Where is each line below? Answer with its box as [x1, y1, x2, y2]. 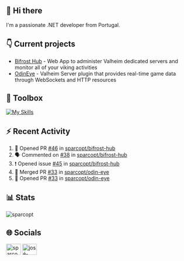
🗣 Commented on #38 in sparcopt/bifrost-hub [14, 152, 127, 159]
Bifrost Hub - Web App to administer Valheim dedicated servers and [14, 57, 178, 64]
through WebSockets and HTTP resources [14, 76, 117, 83]
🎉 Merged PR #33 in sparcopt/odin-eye [14, 169, 109, 176]
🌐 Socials [6, 228, 42, 238]
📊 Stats [6, 193, 36, 202]
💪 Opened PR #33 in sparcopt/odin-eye [14, 175, 110, 182]
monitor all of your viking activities [14, 64, 98, 71]
